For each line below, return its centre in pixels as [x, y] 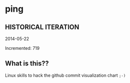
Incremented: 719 [22, 48]
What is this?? [27, 64]
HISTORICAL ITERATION [42, 27]
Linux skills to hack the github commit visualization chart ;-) [65, 75]
